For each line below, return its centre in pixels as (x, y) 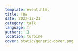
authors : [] (17, 32)
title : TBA (16, 14)
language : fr (18, 28)
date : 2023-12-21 (23, 18)
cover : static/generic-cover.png (39, 41)
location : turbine (24, 37)
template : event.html (27, 9)
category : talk (21, 23)
